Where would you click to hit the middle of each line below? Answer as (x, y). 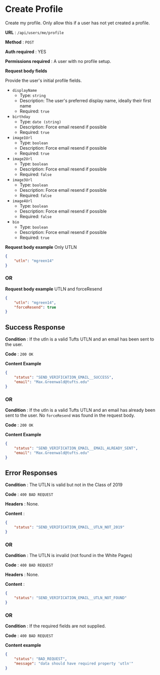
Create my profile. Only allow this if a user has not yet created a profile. (78, 23)
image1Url (22, 138)
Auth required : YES (26, 52)
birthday (21, 117)
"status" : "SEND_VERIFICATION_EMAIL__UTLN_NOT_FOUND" (70, 598)
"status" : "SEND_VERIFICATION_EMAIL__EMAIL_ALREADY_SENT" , (76, 448)
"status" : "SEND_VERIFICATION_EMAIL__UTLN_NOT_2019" (69, 527)
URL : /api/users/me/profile (35, 32)
